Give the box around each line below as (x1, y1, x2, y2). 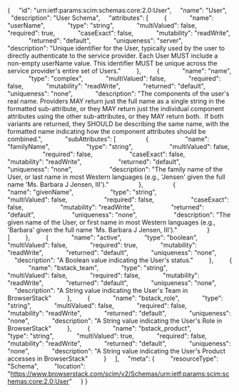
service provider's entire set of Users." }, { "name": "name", (7, 67, 232, 75)
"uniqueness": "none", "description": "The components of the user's (7, 89, 230, 98)
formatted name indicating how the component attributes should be (7, 128, 206, 135)
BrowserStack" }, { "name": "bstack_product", (7, 324, 192, 332)
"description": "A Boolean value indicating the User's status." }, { (14, 256, 233, 264)
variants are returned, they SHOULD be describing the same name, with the (7, 120, 230, 128)
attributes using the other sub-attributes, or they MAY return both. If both (7, 112, 224, 120)
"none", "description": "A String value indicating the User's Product (7, 347, 226, 355)
